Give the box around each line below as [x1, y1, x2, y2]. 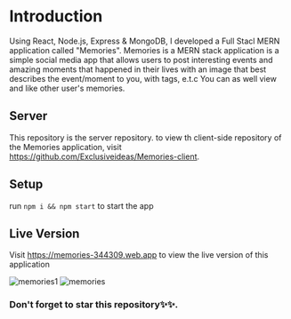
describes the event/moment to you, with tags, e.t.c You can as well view [9, 73, 278, 84]
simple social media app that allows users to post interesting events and [9, 54, 273, 65]
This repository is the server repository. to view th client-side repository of [9, 132, 282, 143]
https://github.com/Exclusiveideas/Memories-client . [9, 151, 200, 162]
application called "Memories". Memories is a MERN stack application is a [9, 44, 279, 55]
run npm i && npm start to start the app [9, 200, 154, 211]
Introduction [9, 6, 103, 27]
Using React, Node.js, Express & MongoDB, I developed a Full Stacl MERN [9, 36, 280, 46]
